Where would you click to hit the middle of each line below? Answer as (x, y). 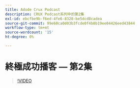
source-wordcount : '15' (29, 32)
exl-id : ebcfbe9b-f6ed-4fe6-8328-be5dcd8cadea (54, 19)
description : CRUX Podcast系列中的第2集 (45, 14)
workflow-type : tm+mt (27, 28)
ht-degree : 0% (20, 37)
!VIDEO (24, 81)
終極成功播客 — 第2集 (49, 67)
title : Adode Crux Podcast (33, 10)
